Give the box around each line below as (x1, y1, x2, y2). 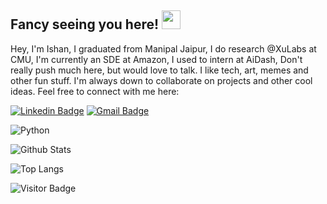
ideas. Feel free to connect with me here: (10, 85, 180, 97)
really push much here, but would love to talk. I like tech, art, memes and (10, 64, 309, 76)
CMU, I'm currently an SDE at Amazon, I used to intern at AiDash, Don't (10, 53, 303, 65)
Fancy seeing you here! (10, 16, 160, 33)
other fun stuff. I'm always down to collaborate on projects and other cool (10, 74, 313, 86)
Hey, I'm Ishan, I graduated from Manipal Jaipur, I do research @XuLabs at (10, 42, 317, 55)
